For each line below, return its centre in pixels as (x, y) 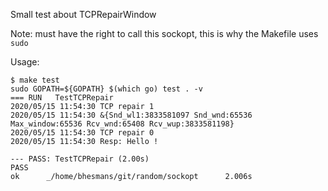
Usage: (25, 62)
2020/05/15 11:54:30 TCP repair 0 (82, 133)
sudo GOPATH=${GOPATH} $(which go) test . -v (106, 89)
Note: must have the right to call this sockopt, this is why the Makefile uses (164, 33)
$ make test (35, 80)
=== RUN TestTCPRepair (62, 98)
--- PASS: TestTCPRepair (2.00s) (80, 159)
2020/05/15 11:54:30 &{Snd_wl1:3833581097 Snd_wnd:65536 (131, 115)
